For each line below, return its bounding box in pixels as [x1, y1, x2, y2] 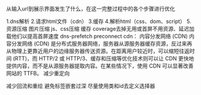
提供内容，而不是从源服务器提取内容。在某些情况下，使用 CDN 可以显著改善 [6, 62, 194, 69]
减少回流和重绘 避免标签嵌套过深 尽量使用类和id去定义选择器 [6, 83, 156, 89]
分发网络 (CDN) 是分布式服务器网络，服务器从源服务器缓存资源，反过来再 [11, 40, 193, 47]
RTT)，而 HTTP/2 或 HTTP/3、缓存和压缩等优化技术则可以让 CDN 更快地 [14, 55, 194, 62]
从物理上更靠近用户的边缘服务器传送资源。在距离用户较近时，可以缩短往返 [6, 47, 190, 55]
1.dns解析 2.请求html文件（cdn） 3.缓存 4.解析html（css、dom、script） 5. [6, 18, 191, 25]
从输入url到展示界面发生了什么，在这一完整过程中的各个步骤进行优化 [6, 5, 175, 12]
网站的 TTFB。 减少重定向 [6, 70, 70, 77]
